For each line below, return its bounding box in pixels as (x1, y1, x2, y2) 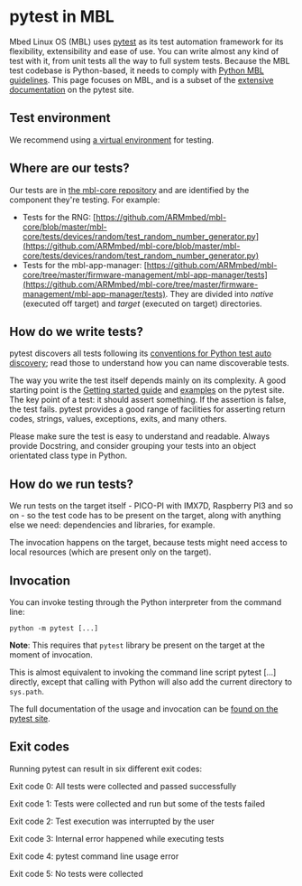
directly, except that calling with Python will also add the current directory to (9, 676, 293, 687)
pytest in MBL (9, 6, 114, 27)
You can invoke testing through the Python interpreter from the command (9, 597, 282, 607)
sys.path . (9, 686, 45, 696)
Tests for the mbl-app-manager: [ (22, 259, 147, 270)
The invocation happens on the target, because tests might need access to (9, 537, 288, 548)
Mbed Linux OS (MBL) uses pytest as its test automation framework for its (9, 36, 284, 47)
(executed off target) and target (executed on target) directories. (22, 298, 263, 309)
